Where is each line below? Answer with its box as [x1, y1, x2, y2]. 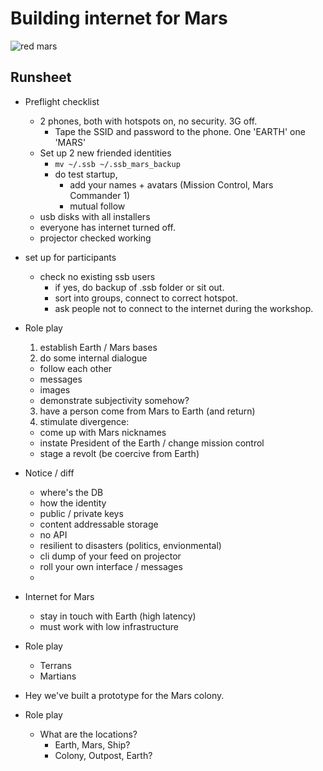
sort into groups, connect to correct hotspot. [54, 292, 238, 304]
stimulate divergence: [39, 415, 130, 427]
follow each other [39, 362, 113, 374]
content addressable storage [39, 518, 159, 530]
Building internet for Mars [10, 7, 228, 30]
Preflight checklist [24, 95, 100, 107]
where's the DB [39, 486, 104, 498]
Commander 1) [69, 189, 131, 201]
